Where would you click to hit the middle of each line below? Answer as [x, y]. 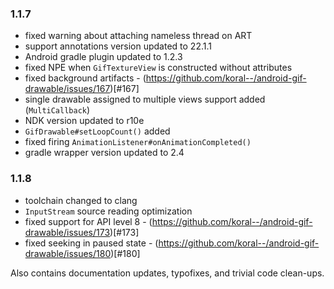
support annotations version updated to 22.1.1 [118, 46]
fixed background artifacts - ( [85, 78]
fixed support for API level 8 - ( [88, 221]
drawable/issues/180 [68, 253]
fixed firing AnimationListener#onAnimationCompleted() [138, 142]
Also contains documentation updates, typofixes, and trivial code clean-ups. [167, 273]
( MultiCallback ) [57, 110]
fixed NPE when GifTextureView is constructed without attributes [158, 68]
